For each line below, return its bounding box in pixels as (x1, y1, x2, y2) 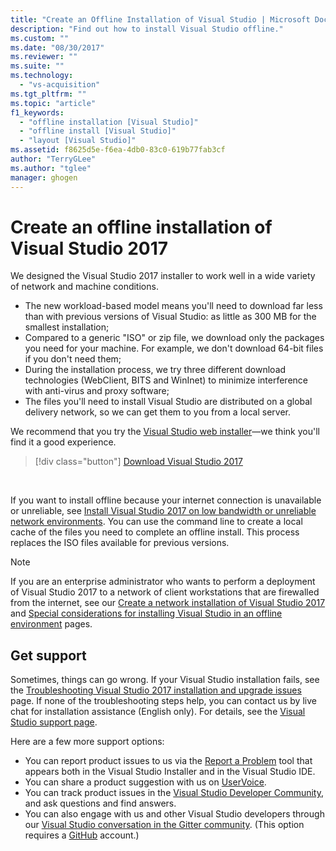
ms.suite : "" (10, 61, 65, 71)
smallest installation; (24, 321, 110, 333)
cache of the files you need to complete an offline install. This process (10, 526, 300, 538)
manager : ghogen (10, 172, 78, 183)
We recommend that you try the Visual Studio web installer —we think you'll (10, 426, 320, 438)
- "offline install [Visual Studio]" (19, 126, 177, 136)
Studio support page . (10, 716, 98, 728)
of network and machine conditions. (10, 281, 159, 293)
